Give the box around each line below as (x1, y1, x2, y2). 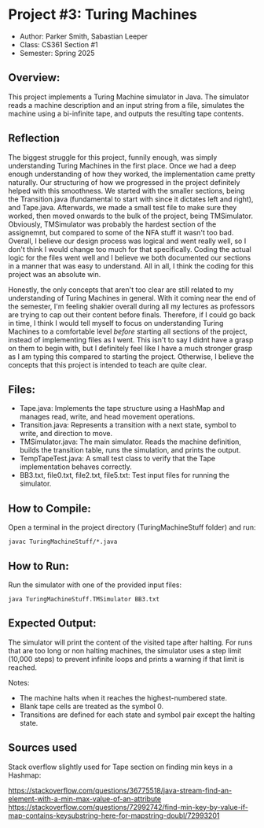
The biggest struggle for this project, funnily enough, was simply (8, 152, 218, 162)
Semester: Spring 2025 (19, 48, 95, 57)
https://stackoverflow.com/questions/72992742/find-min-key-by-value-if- (8, 802, 249, 811)
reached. (8, 663, 38, 672)
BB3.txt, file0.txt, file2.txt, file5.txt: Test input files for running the (19, 471, 230, 480)
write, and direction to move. (19, 429, 112, 438)
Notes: (8, 678, 30, 687)
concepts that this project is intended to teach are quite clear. (8, 360, 207, 369)
